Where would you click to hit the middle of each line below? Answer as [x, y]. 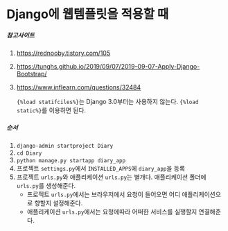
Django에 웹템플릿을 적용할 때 [88, 14]
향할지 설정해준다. [59, 203]
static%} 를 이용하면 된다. [51, 110]
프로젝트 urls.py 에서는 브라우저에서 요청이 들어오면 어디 [104, 194]
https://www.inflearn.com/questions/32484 [79, 87]
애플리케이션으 [201, 194]
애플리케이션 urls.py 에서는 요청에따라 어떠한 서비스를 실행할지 [112, 212]
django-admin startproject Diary [65, 146]
